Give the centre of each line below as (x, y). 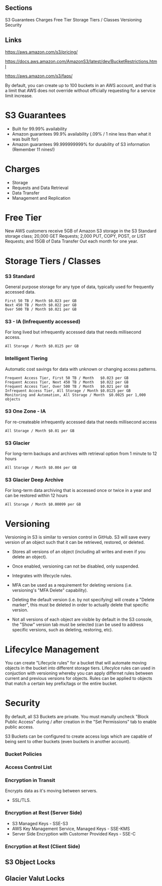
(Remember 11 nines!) (33, 149)
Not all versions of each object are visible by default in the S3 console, (82, 620)
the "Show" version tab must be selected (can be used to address (78, 625)
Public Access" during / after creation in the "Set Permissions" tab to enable (81, 722)
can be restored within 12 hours (37, 496)
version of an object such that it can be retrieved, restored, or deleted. (75, 542)
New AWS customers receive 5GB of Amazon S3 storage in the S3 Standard (81, 231)
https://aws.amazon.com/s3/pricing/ (41, 52)
